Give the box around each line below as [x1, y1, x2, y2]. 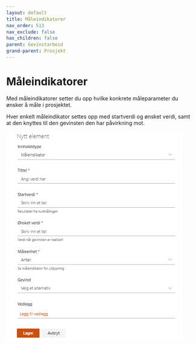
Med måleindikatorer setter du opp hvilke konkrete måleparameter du [6, 94, 179, 102]
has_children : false [6, 35, 58, 42]
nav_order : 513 [6, 22, 45, 28]
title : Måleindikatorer [6, 16, 66, 22]
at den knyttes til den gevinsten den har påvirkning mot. [6, 119, 145, 126]
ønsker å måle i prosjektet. [6, 101, 72, 108]
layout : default [6, 10, 47, 16]
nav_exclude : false [6, 29, 55, 35]
